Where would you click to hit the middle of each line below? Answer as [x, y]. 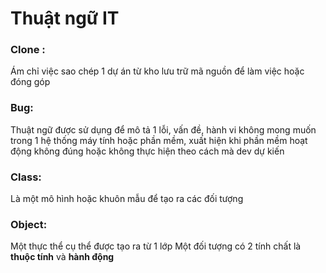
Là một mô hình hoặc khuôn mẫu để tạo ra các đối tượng [127, 199]
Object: [29, 224]
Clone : [28, 50]
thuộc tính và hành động [62, 257]
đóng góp [30, 82]
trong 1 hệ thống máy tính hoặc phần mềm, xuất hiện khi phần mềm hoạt [159, 140]
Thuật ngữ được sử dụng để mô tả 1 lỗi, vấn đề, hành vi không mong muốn [163, 129]
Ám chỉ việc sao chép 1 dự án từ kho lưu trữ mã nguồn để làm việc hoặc [157, 71]
